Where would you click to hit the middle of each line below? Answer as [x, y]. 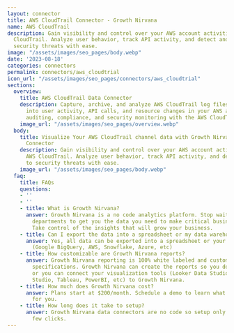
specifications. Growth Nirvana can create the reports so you [126, 267]
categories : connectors [42, 66]
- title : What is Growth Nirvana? [70, 209]
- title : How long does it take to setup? [82, 306]
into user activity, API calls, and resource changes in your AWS [124, 111]
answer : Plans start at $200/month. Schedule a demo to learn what [126, 293]
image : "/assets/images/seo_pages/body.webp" [74, 53]
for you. [45, 299]
